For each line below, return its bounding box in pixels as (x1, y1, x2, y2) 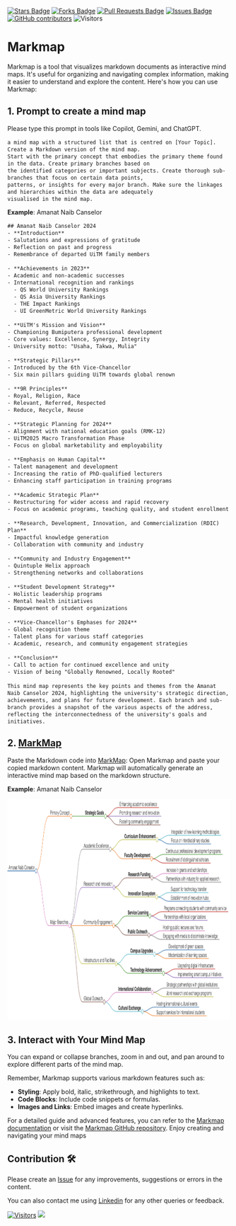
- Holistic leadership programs (7, 590, 102, 597)
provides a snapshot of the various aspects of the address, (29, 704, 213, 711)
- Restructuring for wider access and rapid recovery (7, 498, 170, 505)
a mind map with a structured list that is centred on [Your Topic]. (7, 139, 217, 146)
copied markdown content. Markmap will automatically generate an (7, 763, 203, 772)
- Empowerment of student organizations (7, 605, 129, 612)
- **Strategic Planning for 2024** (7, 420, 112, 428)
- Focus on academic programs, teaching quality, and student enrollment (7, 505, 230, 512)
